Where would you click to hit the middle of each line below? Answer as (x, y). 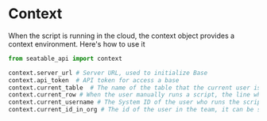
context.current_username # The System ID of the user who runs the (124, 102)
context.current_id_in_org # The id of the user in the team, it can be (131, 110)
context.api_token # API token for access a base (94, 80)
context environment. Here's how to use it (77, 43)
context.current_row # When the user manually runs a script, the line (129, 95)
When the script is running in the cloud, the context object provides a (122, 36)
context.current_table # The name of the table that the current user (129, 88)
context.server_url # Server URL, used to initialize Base (108, 73)
